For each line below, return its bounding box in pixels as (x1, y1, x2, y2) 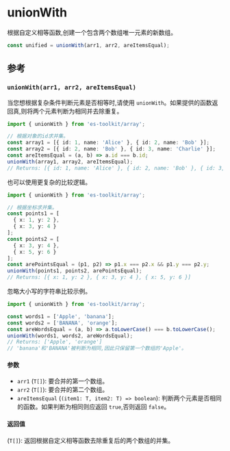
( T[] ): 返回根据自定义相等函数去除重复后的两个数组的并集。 (7, 436, 175, 444)
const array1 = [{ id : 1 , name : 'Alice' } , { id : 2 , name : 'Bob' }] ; (7, 139, 210, 146)
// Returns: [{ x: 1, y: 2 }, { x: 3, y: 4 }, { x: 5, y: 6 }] (7, 274, 192, 281)
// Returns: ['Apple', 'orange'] (7, 339, 103, 346)
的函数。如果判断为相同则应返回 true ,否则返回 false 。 (16, 402, 170, 411)
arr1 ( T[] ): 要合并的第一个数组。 (16, 377, 109, 385)
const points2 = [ (7, 235, 60, 242)
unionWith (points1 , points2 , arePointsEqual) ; (7, 268, 142, 274)
